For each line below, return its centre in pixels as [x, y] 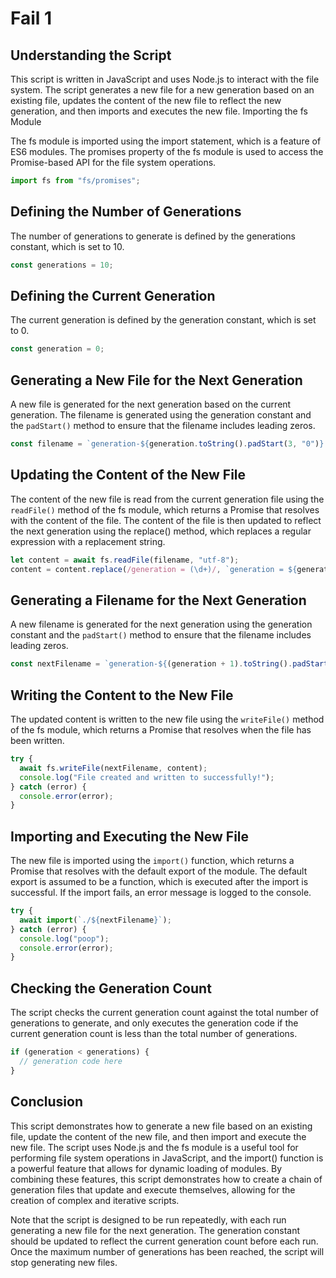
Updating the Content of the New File [128, 475]
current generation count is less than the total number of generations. [154, 1034]
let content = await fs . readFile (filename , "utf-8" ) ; [125, 560]
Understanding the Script [91, 55]
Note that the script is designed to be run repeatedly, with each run [148, 1219]
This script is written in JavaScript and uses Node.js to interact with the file [165, 79]
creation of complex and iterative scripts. [95, 1200]
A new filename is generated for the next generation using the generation [161, 624]
